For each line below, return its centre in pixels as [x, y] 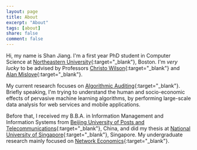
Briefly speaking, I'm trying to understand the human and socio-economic [96, 92]
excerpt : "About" [27, 22]
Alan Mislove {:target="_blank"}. [44, 74]
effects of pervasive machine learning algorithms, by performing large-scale [98, 98]
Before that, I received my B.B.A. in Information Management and [85, 116]
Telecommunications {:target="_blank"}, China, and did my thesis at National [98, 128]
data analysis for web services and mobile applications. [73, 104]
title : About [22, 17]
